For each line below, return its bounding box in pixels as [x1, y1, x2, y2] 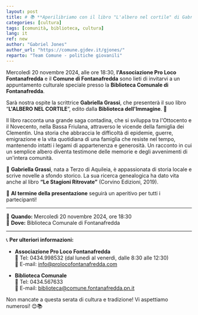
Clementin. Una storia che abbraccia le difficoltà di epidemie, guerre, [6, 129, 174, 136]
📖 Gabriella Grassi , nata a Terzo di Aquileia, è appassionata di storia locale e [6, 166, 192, 173]
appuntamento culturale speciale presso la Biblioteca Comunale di [6, 81, 169, 88]
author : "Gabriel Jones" [6, 42, 67, 48]
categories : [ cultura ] [6, 19, 62, 25]
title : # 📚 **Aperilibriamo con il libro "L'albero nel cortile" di [6, 14, 180, 20]
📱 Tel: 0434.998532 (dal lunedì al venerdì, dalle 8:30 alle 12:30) [14, 254, 169, 261]
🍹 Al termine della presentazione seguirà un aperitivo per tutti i [6, 189, 161, 196]
